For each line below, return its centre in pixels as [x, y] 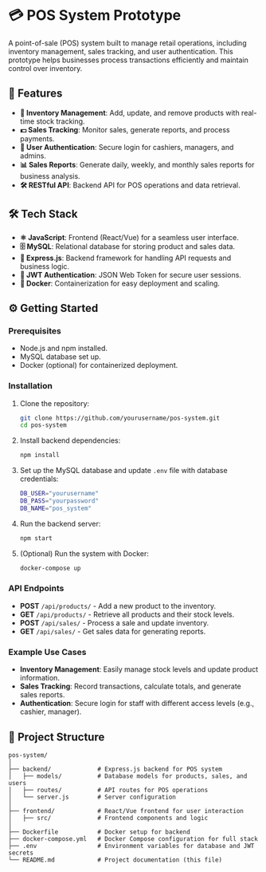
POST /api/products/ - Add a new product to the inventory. [118, 606]
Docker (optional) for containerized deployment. [99, 365]
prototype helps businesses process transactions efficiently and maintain [129, 60]
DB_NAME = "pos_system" [55, 508]
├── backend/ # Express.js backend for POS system [115, 769]
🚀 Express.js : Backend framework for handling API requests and [125, 258]
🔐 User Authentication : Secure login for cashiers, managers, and [127, 147]
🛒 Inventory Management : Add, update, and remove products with [130, 112]
